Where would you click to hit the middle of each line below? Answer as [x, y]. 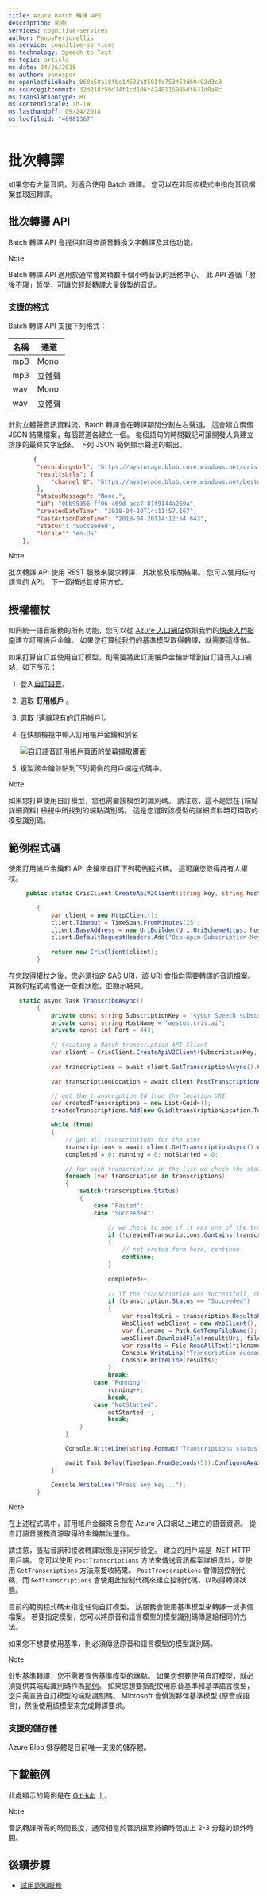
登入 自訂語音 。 [44, 684]
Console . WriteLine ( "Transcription [179, 1353]
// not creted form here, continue [181, 1250]
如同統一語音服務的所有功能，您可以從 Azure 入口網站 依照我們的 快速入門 [128, 630]
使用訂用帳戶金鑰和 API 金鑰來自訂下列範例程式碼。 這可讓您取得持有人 [125, 869]
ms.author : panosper [43, 75]
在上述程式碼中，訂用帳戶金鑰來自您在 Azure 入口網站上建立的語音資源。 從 [132, 1524]
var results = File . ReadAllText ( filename [192, 1346]
